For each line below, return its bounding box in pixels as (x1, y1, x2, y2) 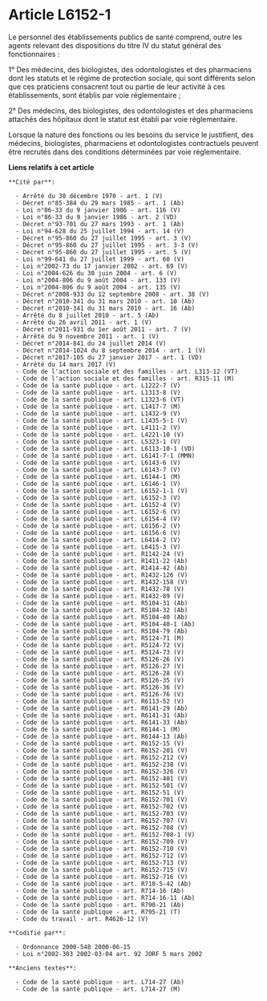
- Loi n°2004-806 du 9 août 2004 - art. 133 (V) (15, 276, 181, 284)
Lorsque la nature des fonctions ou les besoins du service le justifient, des (8, 130, 254, 140)
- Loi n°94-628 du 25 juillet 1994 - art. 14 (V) (15, 227, 184, 235)
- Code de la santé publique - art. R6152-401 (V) (15, 774, 188, 783)
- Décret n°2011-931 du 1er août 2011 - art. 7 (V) (15, 325, 192, 334)
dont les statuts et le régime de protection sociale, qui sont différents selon (8, 73, 256, 83)
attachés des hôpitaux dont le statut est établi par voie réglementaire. (8, 114, 238, 124)
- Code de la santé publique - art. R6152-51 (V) (15, 788, 184, 796)
